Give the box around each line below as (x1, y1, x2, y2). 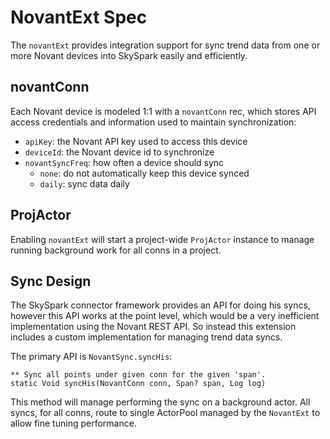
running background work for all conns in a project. (10, 244, 222, 256)
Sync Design (10, 272, 92, 290)
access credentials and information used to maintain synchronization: (10, 116, 297, 128)
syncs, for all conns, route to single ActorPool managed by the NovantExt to (10, 407, 321, 419)
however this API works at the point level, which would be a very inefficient (10, 310, 320, 322)
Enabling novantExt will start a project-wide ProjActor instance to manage (10, 233, 315, 245)
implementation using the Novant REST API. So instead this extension (10, 321, 297, 333)
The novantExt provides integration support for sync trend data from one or (10, 39, 321, 51)
